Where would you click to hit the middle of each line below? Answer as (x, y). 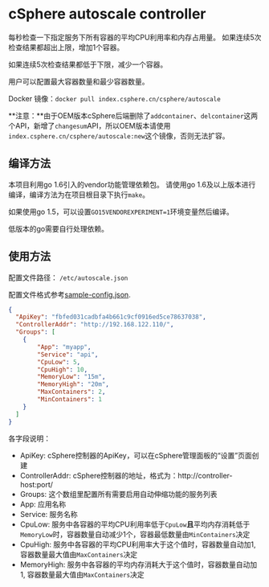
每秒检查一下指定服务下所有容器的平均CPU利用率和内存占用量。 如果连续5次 (135, 37)
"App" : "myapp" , (64, 347)
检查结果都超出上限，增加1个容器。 (66, 47)
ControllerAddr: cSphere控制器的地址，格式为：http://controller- (126, 475)
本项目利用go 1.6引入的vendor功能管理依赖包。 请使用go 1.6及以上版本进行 (132, 184)
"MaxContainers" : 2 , (71, 392)
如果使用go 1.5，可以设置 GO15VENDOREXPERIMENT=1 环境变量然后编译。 (121, 211)
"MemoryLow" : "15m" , (71, 377)
